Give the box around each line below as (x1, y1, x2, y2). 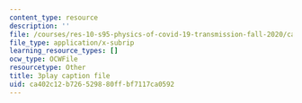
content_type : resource (9, 13, 99, 22)
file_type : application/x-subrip (9, 38, 135, 47)
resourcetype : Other (9, 64, 87, 73)
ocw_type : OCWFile (9, 55, 78, 64)
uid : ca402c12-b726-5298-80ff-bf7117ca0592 (9, 80, 175, 89)
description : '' (9, 21, 70, 30)
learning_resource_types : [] (9, 47, 119, 56)
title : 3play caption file (9, 72, 111, 81)
